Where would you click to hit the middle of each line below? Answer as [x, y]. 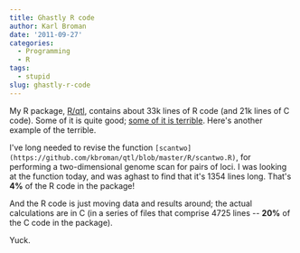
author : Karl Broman [48, 26]
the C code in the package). [61, 222]
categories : [32, 43]
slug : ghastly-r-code [50, 85]
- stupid [34, 77]
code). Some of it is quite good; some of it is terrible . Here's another [136, 120]
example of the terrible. [53, 130]
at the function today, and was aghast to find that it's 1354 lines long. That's [150, 176]
